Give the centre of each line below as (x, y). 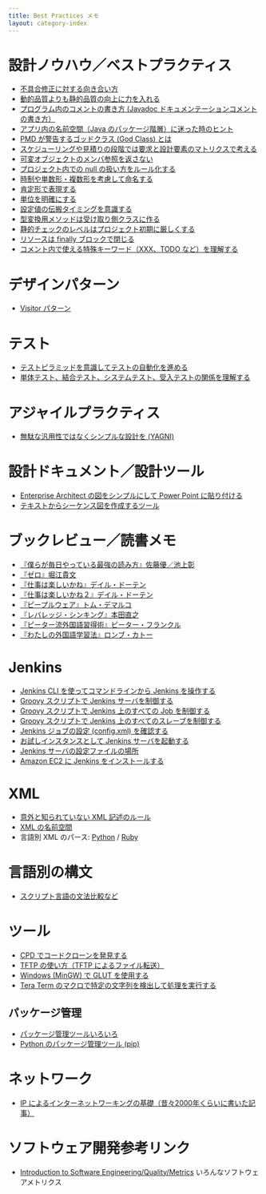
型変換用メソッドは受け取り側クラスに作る (90, 219)
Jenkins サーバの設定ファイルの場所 (79, 751)
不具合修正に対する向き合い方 (69, 89)
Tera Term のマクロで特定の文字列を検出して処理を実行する (118, 985)
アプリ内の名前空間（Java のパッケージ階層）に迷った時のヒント (127, 129)
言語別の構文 (51, 872)
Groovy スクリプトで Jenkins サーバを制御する (97, 701)
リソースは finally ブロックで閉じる (77, 239)
